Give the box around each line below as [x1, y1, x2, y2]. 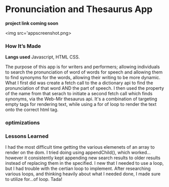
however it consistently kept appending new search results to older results [5, 155, 161, 161]
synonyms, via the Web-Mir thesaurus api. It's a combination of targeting [5, 96, 158, 102]
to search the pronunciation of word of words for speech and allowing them [5, 69, 163, 75]
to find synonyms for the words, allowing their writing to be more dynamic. [5, 75, 161, 81]
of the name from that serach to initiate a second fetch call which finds [5, 91, 153, 97]
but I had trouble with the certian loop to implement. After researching [5, 165, 151, 172]
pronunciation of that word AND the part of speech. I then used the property [5, 85, 164, 91]
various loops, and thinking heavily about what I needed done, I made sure [5, 171, 161, 177]
